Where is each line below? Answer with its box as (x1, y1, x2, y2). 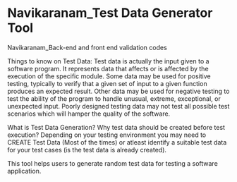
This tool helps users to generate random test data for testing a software (7, 159, 219, 167)
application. (7, 166, 42, 175)
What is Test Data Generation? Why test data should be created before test (7, 123, 226, 131)
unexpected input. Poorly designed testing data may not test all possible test (7, 102, 230, 110)
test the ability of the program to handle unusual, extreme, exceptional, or (7, 94, 221, 103)
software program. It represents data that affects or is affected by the (7, 64, 209, 73)
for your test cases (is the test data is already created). (7, 145, 167, 154)
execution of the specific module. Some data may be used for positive (7, 72, 211, 80)
